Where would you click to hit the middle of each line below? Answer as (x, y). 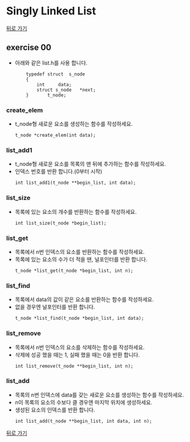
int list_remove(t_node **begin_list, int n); (74, 366)
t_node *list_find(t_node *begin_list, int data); (79, 319)
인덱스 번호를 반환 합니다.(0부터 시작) (58, 171)
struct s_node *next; (66, 90)
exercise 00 (29, 48)
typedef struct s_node (55, 74)
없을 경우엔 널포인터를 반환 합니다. (55, 307)
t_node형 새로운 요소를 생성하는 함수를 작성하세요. (74, 124)
